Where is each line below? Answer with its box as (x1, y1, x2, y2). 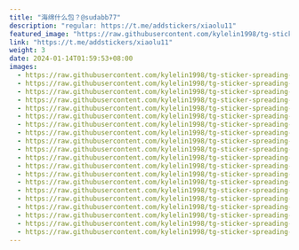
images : (9, 63, 38, 72)
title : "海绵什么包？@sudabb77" (9, 12, 122, 22)
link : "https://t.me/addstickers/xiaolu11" (9, 37, 174, 47)
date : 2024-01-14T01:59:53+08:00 (9, 54, 133, 63)
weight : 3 (9, 46, 46, 55)
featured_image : (9, 29, 69, 38)
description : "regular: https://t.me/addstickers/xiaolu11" (9, 21, 238, 30)
